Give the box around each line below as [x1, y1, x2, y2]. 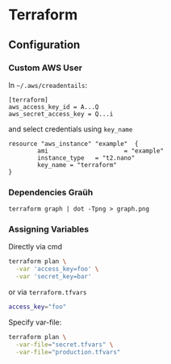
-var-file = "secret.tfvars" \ [15, 341, 114, 349]
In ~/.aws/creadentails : [8, 80, 88, 90]
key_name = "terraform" [37, 161, 117, 169]
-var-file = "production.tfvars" [15, 348, 121, 356]
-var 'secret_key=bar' [15, 273, 92, 281]
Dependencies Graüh [8, 186, 94, 198]
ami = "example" [37, 147, 164, 155]
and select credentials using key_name [8, 123, 133, 134]
